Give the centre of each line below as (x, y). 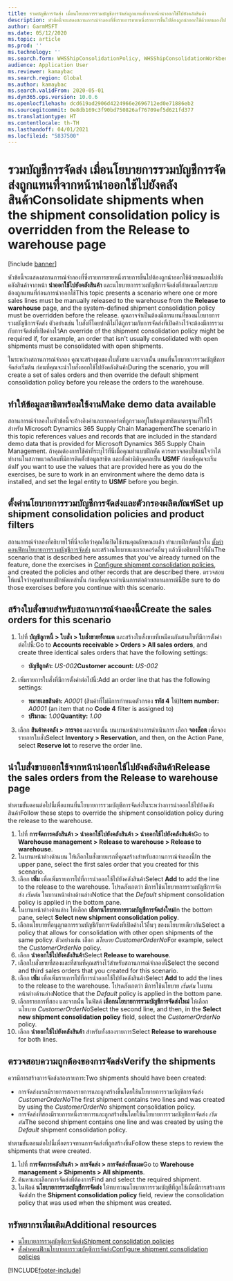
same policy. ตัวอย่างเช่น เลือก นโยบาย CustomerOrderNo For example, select (120, 940)
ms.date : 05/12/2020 (38, 33)
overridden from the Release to (99, 230)
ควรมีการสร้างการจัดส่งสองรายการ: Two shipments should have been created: (107, 1078)
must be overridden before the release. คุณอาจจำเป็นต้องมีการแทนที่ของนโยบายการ (114, 315)
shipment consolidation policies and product (106, 514)
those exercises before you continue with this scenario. (87, 587)
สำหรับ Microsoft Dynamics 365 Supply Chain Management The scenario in (112, 428)
